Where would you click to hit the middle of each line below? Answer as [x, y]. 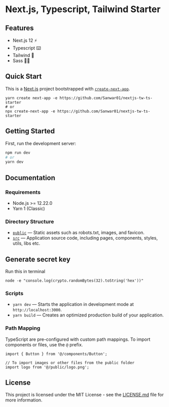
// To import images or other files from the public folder [70, 363]
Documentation [30, 178]
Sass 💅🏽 [21, 61]
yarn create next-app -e [31, 98]
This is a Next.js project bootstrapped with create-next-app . [68, 88]
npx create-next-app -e [30, 111]
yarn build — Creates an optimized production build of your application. [88, 315]
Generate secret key [38, 259]
